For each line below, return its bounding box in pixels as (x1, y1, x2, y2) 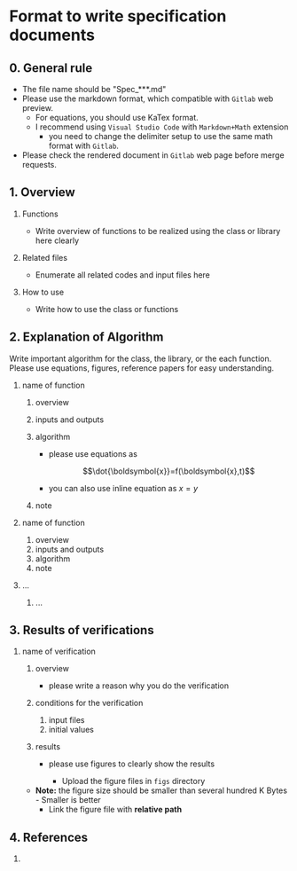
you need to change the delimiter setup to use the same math (48, 131, 273, 141)
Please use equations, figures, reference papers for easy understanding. (9, 362, 275, 373)
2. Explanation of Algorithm (9, 330, 164, 345)
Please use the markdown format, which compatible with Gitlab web (21, 93, 274, 104)
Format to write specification (9, 6, 227, 27)
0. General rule (9, 60, 93, 75)
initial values (48, 725, 95, 735)
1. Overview (9, 184, 75, 200)
